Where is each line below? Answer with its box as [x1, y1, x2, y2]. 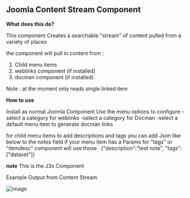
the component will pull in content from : [6, 50, 104, 57]
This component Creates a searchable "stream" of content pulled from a [6, 32, 181, 39]
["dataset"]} [6, 151, 35, 158]
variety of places [6, 38, 47, 45]
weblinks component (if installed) [14, 67, 96, 74]
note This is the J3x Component [6, 162, 84, 169]
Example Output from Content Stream [6, 174, 98, 181]
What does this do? [6, 20, 55, 27]
